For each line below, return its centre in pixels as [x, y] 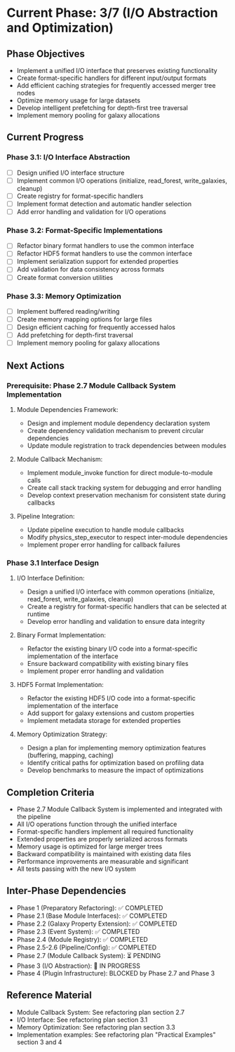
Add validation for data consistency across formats [90, 269]
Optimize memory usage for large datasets [79, 100]
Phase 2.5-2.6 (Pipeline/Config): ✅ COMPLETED [87, 947]
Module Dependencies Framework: [67, 409]
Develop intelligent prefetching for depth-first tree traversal [102, 108]
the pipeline [34, 817]
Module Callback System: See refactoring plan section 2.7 [101, 1012]
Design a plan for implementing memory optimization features [116, 748]
